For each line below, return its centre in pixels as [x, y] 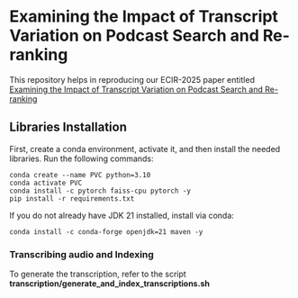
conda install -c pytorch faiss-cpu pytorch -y [100, 191]
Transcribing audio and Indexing [82, 254]
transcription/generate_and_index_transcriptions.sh [109, 284]
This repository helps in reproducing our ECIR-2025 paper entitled [132, 79]
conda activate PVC [46, 183]
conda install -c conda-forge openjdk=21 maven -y [106, 231]
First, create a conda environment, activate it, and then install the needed [145, 149]
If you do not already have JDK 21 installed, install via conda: [122, 215]
